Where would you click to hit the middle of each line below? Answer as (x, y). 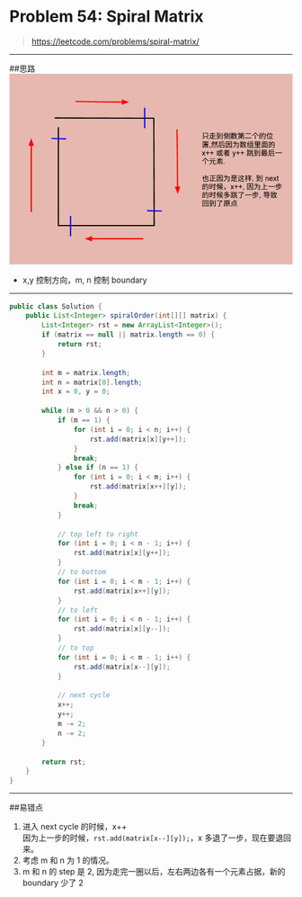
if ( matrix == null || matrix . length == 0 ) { (129, 335)
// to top (75, 648)
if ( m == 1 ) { (84, 420)
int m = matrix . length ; (86, 372)
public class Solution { (56, 306)
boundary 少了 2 (53, 883)
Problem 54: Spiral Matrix (107, 17)
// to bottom (81, 572)
